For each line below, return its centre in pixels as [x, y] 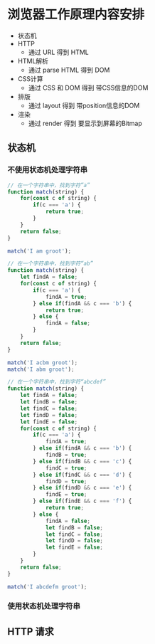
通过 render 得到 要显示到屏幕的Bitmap [85, 123]
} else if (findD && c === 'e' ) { [82, 488]
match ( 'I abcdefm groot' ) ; [47, 587]
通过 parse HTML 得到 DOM [69, 70]
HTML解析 [33, 60]
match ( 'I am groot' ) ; [39, 251]
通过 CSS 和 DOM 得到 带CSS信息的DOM [88, 88]
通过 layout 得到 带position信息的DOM [84, 105]
